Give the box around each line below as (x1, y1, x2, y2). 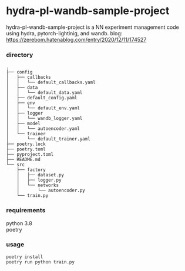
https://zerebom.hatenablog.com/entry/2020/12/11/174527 (6, 36, 147, 43)
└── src (6, 162, 25, 168)
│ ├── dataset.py (16, 172, 65, 178)
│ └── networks (16, 182, 59, 189)
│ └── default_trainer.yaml (6, 136, 91, 142)
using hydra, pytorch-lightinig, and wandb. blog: (6, 29, 123, 36)
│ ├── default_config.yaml (6, 95, 78, 101)
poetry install (6, 254, 43, 260)
